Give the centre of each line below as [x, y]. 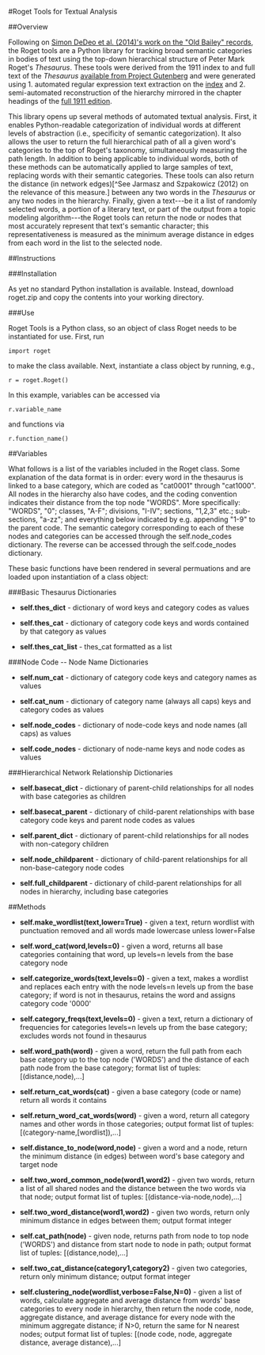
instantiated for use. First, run [56, 337]
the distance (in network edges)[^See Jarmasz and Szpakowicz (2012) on [129, 184]
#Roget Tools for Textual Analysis [63, 11]
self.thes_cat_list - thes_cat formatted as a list [96, 647]
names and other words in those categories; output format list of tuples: [137, 1124]
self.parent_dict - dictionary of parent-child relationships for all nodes [134, 835]
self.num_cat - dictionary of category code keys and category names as [138, 677]
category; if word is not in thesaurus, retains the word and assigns [127, 995]
